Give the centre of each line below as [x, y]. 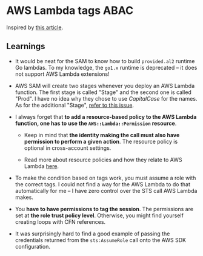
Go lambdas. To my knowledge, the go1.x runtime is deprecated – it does [106, 67]
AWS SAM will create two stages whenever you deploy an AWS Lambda [105, 86]
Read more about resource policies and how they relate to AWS [103, 160]
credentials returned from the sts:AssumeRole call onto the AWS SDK [101, 240]
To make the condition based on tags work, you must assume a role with [105, 178]
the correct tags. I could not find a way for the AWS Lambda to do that [103, 184]
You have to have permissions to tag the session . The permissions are [104, 209]
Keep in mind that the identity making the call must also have [102, 135]
